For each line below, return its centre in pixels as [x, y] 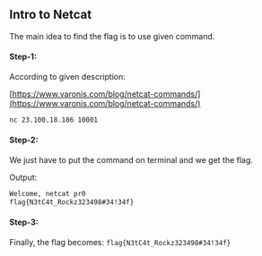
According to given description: [67, 77]
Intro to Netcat [51, 15]
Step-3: [24, 222]
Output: [23, 177]
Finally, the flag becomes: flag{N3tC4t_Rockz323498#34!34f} [120, 243]
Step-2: [24, 140]
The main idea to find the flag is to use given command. [112, 36]
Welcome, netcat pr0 [48, 194]
